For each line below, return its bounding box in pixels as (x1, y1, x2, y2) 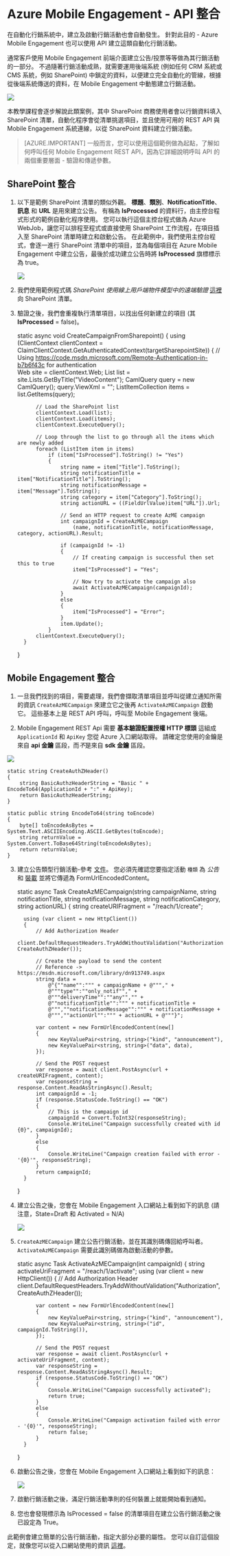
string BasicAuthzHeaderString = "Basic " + (19, 779, 149, 786)
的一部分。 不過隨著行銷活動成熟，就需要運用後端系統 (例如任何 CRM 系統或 (7, 62, 222, 70)
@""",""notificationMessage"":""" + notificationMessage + (47, 1005, 221, 1013)
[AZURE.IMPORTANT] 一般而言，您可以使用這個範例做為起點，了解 (23, 139, 214, 147)
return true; (47, 1393, 86, 1400)
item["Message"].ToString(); (16, 487, 101, 495)
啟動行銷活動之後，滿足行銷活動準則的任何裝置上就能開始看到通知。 (16, 1495, 210, 1503)
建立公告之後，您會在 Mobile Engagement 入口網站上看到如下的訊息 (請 (16, 1200, 220, 1209)
